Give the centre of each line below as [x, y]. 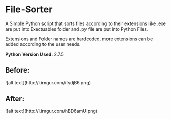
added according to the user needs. [43, 44]
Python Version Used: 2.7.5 [35, 54]
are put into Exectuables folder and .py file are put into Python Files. [77, 29]
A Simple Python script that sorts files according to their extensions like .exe [86, 23]
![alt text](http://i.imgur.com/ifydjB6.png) [48, 82]
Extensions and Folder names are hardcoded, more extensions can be [79, 39]
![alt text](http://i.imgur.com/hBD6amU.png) [51, 111]
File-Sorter [29, 9]
